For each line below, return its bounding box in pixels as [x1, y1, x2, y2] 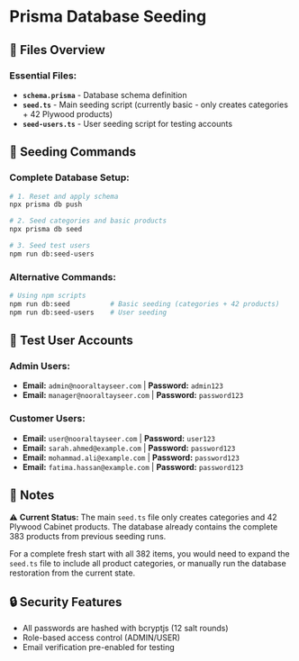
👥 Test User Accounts [9, 333, 133, 349]
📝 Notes [9, 488, 55, 503]
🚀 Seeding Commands [9, 144, 137, 159]
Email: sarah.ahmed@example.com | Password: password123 [22, 442, 236, 453]
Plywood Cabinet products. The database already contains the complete [9, 521, 278, 532]
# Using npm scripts [9, 291, 87, 301]
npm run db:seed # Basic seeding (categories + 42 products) [9, 299, 280, 308]
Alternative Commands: [9, 270, 117, 283]
